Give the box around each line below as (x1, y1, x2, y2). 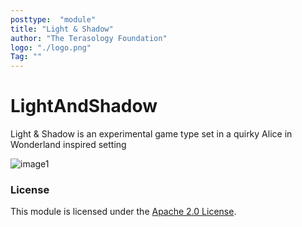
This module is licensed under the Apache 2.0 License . (10, 206, 237, 218)
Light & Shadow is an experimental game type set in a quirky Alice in (10, 128, 293, 140)
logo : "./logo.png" (10, 42, 92, 53)
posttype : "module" (10, 14, 97, 25)
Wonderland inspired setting (10, 139, 127, 151)
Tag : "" (10, 52, 43, 62)
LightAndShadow (10, 95, 158, 118)
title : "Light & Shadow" (10, 24, 114, 34)
